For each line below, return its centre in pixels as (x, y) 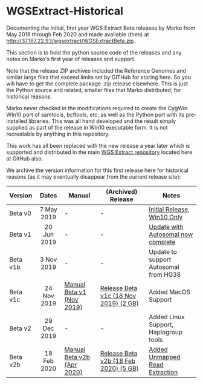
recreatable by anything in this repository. (58, 134)
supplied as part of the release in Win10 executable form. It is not (87, 127)
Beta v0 (20, 213)
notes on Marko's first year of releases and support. (71, 59)
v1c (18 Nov (118, 296)
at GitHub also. (25, 158)
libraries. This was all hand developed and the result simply (102, 121)
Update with (166, 227)
